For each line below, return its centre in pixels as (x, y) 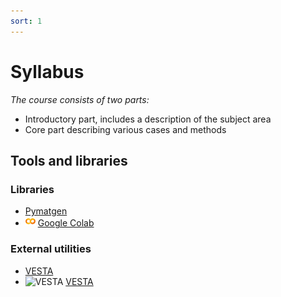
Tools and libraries (69, 160)
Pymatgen (46, 211)
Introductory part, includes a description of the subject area (148, 119)
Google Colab (66, 223)
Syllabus (47, 71)
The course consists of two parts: (80, 99)
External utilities (51, 249)
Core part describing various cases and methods (125, 129)
